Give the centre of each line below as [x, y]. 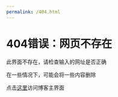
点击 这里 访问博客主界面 [35, 87]
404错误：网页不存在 [59, 44]
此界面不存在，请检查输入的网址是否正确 [56, 62]
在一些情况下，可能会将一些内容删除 [51, 75]
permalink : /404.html [33, 12]
